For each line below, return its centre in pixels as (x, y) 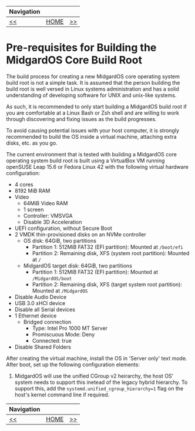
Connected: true (52, 340)
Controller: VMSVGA (48, 215)
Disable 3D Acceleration (53, 222)
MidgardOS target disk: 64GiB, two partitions (78, 265)
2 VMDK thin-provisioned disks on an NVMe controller (80, 234)
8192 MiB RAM (32, 191)
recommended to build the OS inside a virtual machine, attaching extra (92, 136)
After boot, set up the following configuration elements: (73, 365)
